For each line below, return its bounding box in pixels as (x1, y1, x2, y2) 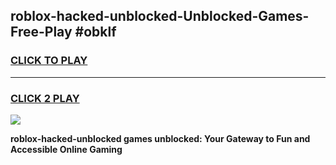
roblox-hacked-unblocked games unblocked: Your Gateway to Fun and (10, 132, 311, 144)
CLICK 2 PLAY (10, 91, 80, 105)
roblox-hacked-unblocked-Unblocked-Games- (10, 8, 310, 25)
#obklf (74, 24, 117, 41)
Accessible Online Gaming (10, 143, 123, 155)
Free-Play (10, 24, 73, 41)
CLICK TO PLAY (10, 54, 88, 68)
